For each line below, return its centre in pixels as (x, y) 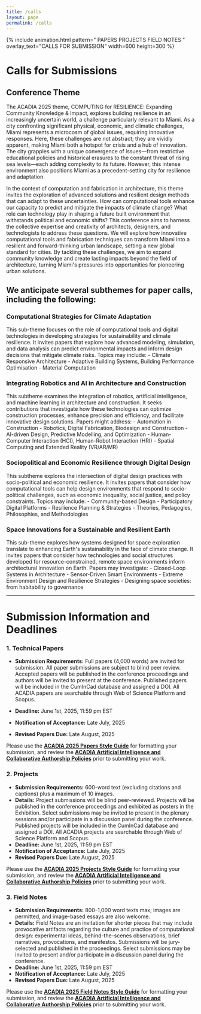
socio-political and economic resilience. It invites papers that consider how (99, 482)
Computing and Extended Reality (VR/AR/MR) (62, 447)
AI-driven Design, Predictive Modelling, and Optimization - (78, 434)
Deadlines (32, 630)
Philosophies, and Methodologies (47, 514)
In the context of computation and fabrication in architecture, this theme (95, 189)
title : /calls (24, 12)
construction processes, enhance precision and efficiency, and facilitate (95, 415)
